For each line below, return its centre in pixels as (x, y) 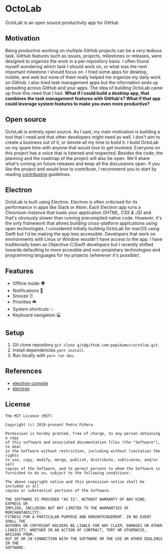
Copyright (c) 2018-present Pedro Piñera (49, 425)
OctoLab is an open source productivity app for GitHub (62, 23)
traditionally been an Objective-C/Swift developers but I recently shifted (79, 245)
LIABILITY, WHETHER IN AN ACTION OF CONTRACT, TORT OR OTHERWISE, (76, 530)
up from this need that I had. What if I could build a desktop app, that (77, 93)
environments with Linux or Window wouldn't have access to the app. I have (84, 239)
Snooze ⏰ (23, 296)
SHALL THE (16, 521)
